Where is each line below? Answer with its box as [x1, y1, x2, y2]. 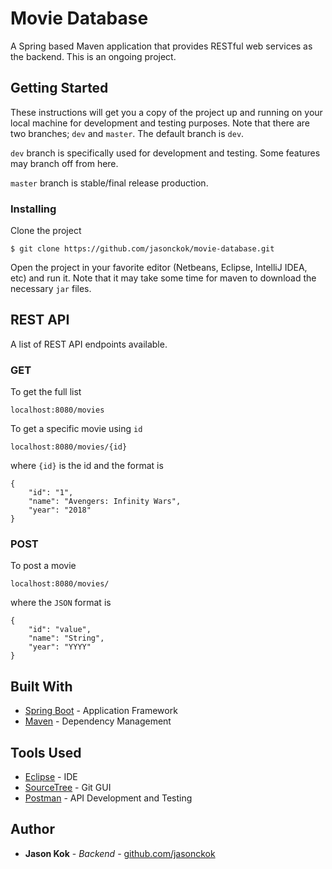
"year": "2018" [28, 505, 92, 516]
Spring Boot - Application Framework [24, 705, 178, 717]
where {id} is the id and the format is [10, 460, 164, 472]
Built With [10, 678, 73, 695]
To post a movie [10, 560, 77, 572]
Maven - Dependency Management [24, 715, 172, 727]
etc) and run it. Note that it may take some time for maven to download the [10, 272, 317, 284]
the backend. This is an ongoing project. [10, 50, 177, 62]
